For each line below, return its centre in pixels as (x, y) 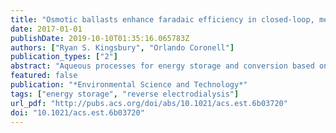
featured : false (44, 76)
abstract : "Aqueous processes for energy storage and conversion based (162, 66)
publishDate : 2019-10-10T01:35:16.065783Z (100, 38)
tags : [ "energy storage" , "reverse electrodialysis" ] (125, 94)
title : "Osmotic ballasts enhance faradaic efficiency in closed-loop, (162, 19)
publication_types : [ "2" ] (64, 57)
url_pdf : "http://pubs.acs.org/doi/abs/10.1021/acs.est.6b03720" (149, 103)
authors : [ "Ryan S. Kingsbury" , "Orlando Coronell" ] (122, 47)
